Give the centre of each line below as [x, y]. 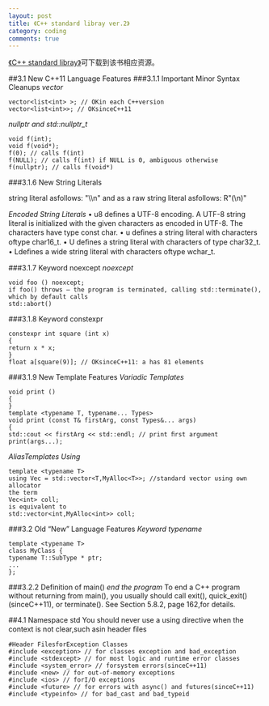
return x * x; [32, 348]
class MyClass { [36, 551]
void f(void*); [34, 147]
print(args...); [36, 442]
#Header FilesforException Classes [68, 644]
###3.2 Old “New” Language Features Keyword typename [105, 529]
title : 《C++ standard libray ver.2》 [69, 23]
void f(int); [30, 139]
